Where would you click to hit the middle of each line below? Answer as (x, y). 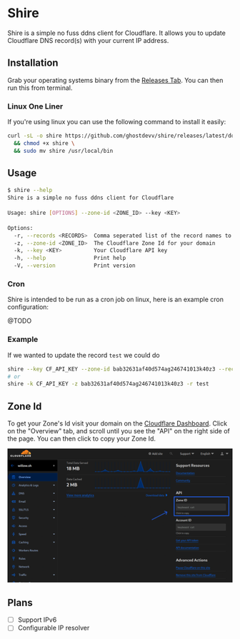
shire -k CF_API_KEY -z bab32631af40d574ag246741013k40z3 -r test (108, 384)
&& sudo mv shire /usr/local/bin (64, 151)
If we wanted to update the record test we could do (84, 355)
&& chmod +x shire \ (44, 143)
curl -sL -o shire (35, 136)
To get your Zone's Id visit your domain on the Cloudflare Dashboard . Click (117, 423)
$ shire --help (30, 191)
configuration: (28, 307)
